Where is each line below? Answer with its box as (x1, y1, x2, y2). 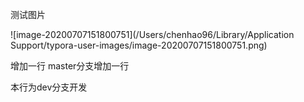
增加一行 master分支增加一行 (10, 60, 130, 72)
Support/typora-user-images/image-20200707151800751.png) (10, 39, 268, 51)
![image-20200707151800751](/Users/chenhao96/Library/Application (10, 29, 295, 40)
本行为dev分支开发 (10, 81, 88, 93)
